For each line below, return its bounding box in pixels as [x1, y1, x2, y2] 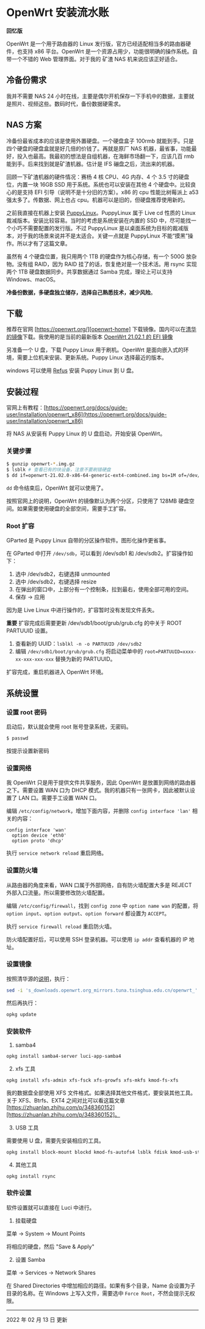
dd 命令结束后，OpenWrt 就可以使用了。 [6, 484, 107, 492]
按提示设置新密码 [6, 747, 49, 754]
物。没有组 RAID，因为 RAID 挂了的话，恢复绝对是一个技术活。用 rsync [6, 260, 185, 268]
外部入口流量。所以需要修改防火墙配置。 [6, 889, 108, 896]
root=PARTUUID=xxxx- [144, 649, 197, 655]
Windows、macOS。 [6, 275, 59, 283]
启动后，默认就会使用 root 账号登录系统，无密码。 [6, 723, 132, 730]
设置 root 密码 [6, 708, 47, 716]
